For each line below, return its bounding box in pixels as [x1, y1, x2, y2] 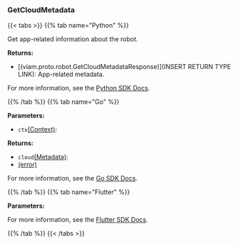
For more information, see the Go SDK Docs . [7, 174, 138, 183]
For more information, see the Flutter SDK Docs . [7, 216, 148, 224]
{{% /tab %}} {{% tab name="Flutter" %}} [7, 188, 130, 196]
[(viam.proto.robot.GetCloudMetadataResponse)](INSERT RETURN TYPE [17, 63, 232, 71]
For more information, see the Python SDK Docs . [7, 84, 150, 92]
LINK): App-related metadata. [17, 70, 105, 79]
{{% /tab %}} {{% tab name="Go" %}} [7, 97, 120, 106]
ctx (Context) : [17, 125, 58, 134]
